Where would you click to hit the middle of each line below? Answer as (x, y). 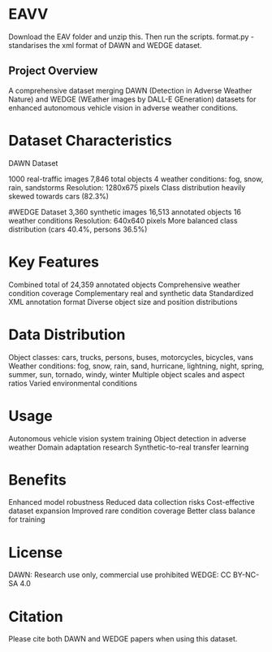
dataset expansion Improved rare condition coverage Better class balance (132, 511)
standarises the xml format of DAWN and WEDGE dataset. (105, 45)
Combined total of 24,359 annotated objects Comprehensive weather (125, 285)
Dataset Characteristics (90, 140)
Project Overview (53, 71)
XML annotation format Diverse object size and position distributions (123, 302)
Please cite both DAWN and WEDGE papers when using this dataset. (123, 639)
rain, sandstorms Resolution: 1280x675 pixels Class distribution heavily (127, 187)
